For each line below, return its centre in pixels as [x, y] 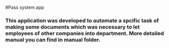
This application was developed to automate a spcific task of [82, 20]
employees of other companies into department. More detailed [85, 33]
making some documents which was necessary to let [73, 27]
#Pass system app [25, 7]
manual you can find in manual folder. [53, 39]
